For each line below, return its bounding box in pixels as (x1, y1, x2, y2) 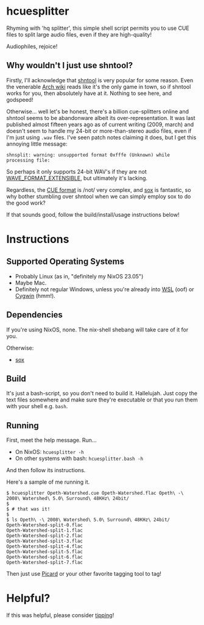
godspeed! (6, 96, 33, 103)
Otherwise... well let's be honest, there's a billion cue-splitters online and (6, 108, 189, 115)
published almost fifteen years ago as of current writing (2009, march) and (6, 121, 194, 128)
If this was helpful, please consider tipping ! (6, 612, 114, 619)
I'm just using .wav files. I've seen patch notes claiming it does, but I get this (6, 133, 197, 141)
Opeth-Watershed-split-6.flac (6, 554, 83, 560)
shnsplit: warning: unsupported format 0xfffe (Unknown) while (6, 152, 171, 158)
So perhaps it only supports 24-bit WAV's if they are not (6, 168, 147, 175)
